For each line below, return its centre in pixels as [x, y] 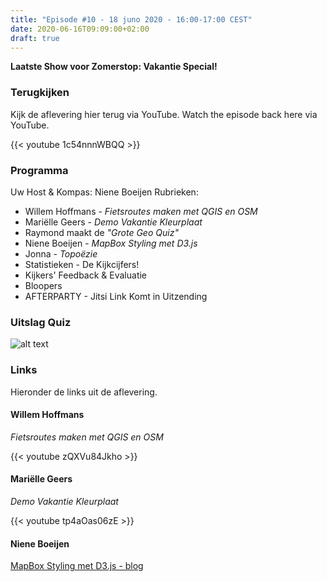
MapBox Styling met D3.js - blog [77, 566]
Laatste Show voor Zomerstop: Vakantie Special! [114, 67]
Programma [39, 170]
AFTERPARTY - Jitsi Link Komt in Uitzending [116, 296]
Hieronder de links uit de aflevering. [84, 392]
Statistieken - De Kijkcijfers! [82, 264]
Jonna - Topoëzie [61, 253]
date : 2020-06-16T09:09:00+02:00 [80, 29]
